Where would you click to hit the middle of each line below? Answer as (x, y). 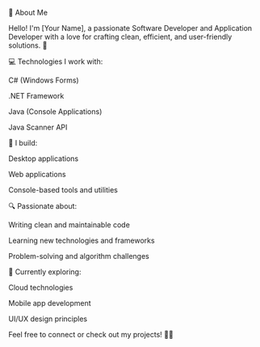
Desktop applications (44, 159)
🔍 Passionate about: (43, 206)
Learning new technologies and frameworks (82, 240)
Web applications (37, 174)
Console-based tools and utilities (63, 190)
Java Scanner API (38, 127)
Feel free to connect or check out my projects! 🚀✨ (91, 334)
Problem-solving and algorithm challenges (79, 256)
